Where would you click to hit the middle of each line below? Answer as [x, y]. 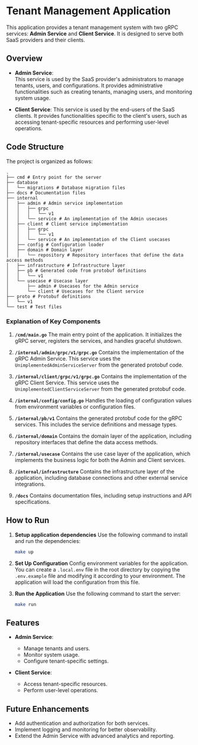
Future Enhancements [48, 709]
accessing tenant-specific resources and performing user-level [92, 122]
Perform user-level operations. [61, 691]
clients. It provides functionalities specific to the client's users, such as [101, 115]
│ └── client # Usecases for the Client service [75, 291]
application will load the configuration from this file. [77, 582]
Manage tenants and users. [57, 648]
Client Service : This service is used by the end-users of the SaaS [95, 109]
